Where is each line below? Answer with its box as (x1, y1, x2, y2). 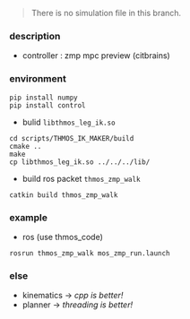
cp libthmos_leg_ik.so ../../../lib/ (9, 157, 151, 167)
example (9, 211, 47, 223)
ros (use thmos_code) (22, 231, 103, 242)
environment (9, 73, 67, 85)
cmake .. (9, 142, 42, 151)
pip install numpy (9, 93, 78, 102)
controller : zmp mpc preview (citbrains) (22, 50, 170, 61)
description (9, 30, 61, 42)
